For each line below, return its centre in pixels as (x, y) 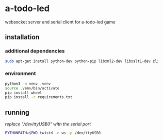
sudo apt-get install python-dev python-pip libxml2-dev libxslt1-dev (78, 61)
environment (21, 73)
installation (22, 37)
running (17, 112)
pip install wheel (24, 93)
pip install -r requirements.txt (39, 97)
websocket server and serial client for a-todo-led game (60, 22)
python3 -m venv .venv (28, 84)
